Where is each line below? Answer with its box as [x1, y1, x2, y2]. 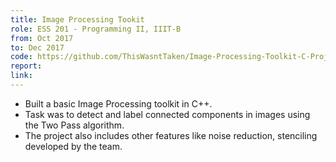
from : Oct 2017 [10, 33, 74, 43]
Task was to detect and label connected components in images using [24, 108, 311, 120]
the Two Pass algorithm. [24, 119, 125, 131]
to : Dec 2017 [10, 42, 65, 53]
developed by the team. [24, 140, 123, 152]
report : [10, 61, 43, 71]
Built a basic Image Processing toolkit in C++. [24, 97, 213, 110]
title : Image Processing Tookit [10, 14, 145, 25]
